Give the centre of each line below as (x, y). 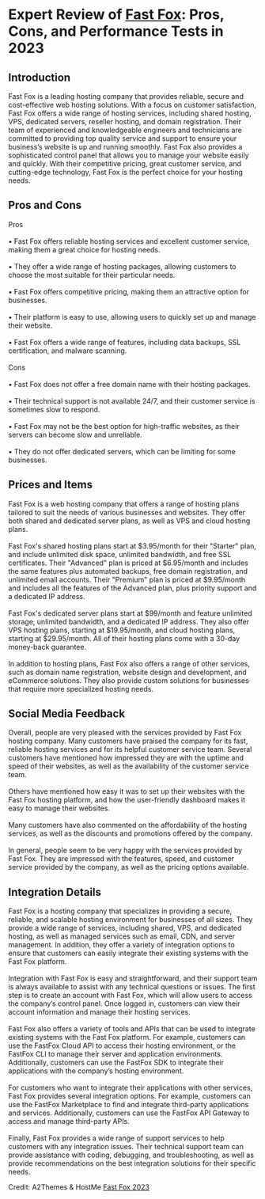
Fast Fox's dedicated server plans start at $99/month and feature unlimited (131, 613)
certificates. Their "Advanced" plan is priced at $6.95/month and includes (129, 563)
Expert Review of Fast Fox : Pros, (116, 15)
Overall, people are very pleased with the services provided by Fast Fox (125, 733)
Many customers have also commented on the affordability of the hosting (128, 825)
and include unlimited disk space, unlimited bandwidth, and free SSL (120, 554)
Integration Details (55, 892)
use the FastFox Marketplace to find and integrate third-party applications (129, 1105)
